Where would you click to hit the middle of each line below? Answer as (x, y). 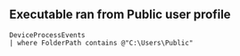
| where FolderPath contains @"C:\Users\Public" (101, 43)
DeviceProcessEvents (48, 35)
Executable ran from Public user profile (120, 15)
